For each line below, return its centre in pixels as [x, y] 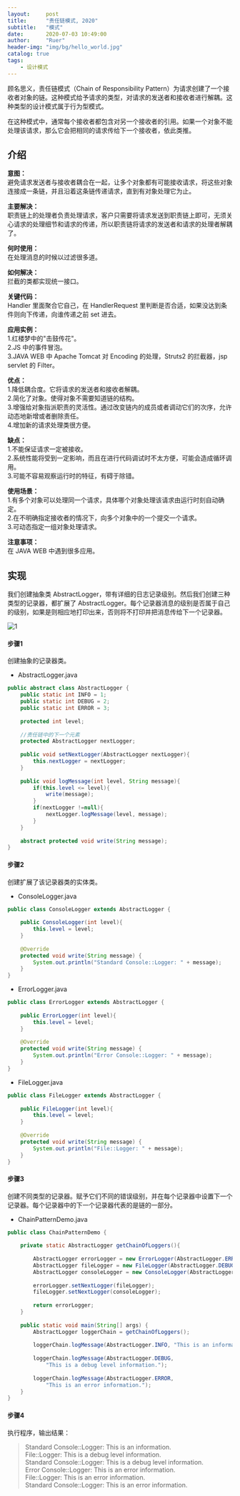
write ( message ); [70, 794]
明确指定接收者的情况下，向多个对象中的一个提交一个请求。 [113, 518]
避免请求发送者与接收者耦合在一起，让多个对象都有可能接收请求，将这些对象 [120, 182]
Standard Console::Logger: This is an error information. [106, 1485]
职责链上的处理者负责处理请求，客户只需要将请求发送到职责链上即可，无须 [117, 216]
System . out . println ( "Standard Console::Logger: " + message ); [127, 962]
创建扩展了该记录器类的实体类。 [54, 882]
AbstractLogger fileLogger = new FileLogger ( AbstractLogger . [126, 1265]
